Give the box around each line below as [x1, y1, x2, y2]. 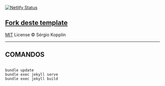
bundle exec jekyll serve [5, 72, 58, 77]
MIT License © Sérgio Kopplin [5, 32, 66, 38]
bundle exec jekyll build [5, 76, 58, 81]
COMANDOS [5, 50, 45, 59]
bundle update [5, 67, 34, 73]
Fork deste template [5, 19, 68, 27]
